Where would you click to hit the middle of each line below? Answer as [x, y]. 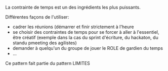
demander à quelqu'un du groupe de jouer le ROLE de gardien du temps [88, 48]
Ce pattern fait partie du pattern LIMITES [48, 63]
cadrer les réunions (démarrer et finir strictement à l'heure [73, 27]
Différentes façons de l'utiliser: [37, 17]
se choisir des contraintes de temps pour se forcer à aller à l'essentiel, [86, 32]
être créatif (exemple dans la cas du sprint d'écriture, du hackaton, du [85, 38]
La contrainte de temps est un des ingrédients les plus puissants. [73, 7]
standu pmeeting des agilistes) [45, 43]
